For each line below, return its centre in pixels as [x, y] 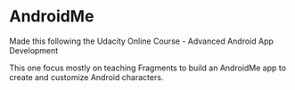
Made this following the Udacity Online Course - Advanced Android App [142, 41]
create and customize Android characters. [86, 77]
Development [34, 50]
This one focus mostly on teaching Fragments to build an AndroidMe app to [148, 68]
